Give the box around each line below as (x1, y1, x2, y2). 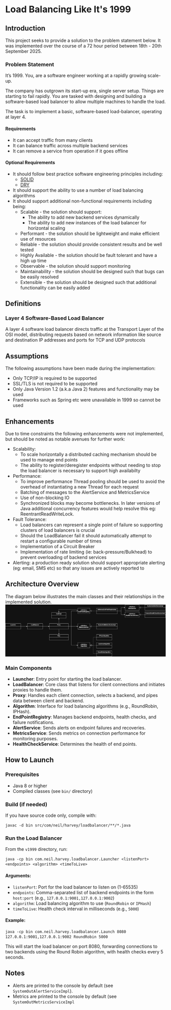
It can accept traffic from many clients (12, 137, 93, 143)
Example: (5, 917, 26, 923)
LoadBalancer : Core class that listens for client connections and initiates (12, 682, 165, 688)
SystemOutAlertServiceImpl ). (12, 988, 73, 994)
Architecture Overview (5, 580, 79, 588)
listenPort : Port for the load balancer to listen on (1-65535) (12, 884, 138, 890)
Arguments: (5, 872, 32, 878)
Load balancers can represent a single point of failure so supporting (20, 522, 163, 528)
